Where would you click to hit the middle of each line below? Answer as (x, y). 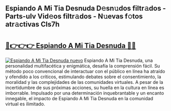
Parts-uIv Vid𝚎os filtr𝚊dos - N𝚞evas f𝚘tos (74, 17)
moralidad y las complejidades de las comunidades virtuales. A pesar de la (84, 82)
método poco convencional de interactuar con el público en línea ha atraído (85, 71)
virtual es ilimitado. (25, 104)
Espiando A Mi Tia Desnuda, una (118, 60)
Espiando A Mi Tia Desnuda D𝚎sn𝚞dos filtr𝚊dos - (85, 8)
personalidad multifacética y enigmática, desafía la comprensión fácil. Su (83, 66)
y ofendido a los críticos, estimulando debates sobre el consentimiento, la (83, 77)
